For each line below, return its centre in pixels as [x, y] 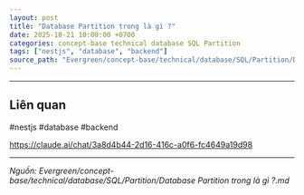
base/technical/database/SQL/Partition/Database [103, 180]
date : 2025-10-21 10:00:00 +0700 [72, 34]
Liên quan [38, 105]
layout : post [34, 18]
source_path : [34, 60]
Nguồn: [24, 171]
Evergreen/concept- [77, 171]
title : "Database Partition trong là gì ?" [93, 26]
